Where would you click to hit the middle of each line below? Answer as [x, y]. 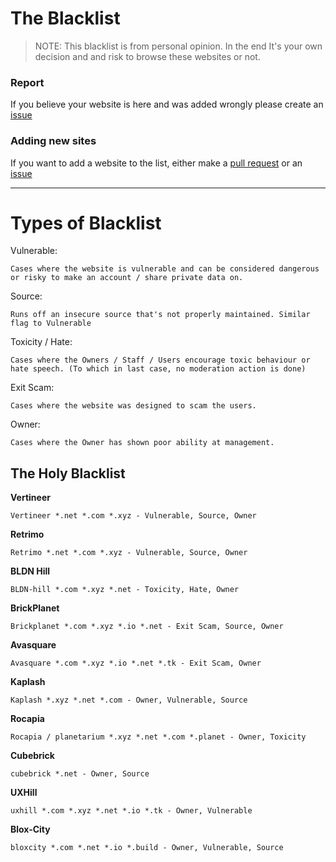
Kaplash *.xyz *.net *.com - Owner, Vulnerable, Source [129, 700]
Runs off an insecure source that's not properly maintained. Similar [160, 315]
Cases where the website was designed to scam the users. [133, 406]
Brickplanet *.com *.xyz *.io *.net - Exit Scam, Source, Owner [147, 627]
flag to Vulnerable [51, 323]
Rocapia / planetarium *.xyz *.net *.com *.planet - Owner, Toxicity [158, 737]
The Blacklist [65, 18]
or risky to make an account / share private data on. [127, 278]
